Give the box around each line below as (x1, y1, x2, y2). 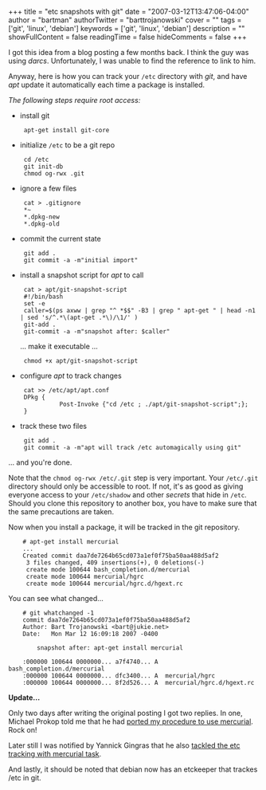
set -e (23, 300, 45, 308)
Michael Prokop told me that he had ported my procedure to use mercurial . (8, 717, 253, 726)
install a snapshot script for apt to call (19, 270, 144, 280)
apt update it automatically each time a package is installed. (8, 80, 205, 89)
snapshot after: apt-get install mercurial (37, 644, 183, 652)
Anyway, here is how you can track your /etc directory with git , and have (8, 72, 248, 81)
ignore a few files (19, 183, 77, 193)
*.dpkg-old (23, 220, 60, 228)
